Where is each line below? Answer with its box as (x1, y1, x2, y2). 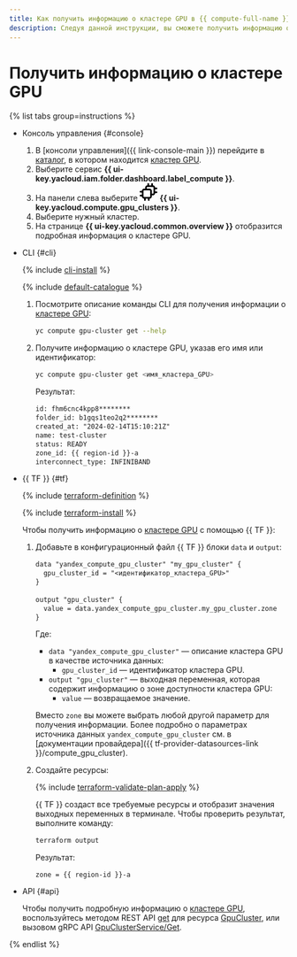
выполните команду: (34, 818, 114, 829)
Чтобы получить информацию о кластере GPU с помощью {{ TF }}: (21, 525, 276, 536)
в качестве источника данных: (48, 655, 164, 666)
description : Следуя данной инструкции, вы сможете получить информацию (9, 23, 283, 33)
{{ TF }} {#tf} (21, 474, 69, 484)
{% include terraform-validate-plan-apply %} (34, 782, 201, 792)
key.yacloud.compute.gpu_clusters (34, 202, 170, 212)
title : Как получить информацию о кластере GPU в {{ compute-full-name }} (9, 14, 291, 23)
